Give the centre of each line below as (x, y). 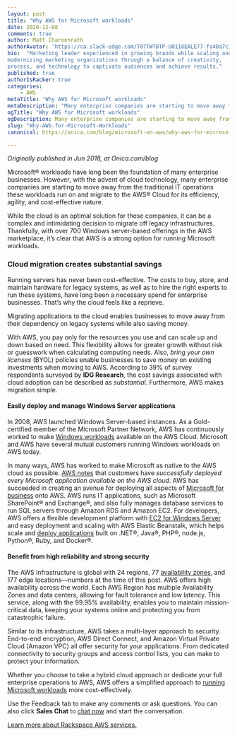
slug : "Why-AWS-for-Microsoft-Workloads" (69, 125)
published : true (31, 73)
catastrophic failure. (36, 618)
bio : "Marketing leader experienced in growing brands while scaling (113, 54)
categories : (25, 86)
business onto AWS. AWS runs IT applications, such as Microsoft (102, 495)
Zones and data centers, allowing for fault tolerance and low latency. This (114, 595)
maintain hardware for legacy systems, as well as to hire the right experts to (117, 287)
